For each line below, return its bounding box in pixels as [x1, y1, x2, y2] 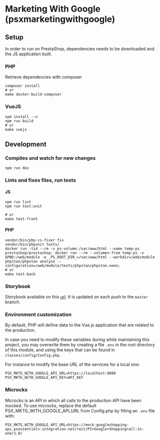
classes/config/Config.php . [5, 352, 61, 358]
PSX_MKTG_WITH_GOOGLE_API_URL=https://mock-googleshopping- [5, 422, 129, 427]
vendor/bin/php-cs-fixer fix [5, 238, 64, 243]
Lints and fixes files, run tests [5, 177, 76, 184]
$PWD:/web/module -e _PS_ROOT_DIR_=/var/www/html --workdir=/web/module [5, 255, 155, 260]
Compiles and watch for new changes [5, 154, 96, 161]
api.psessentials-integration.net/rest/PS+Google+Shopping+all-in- [5, 426, 144, 431]
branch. [5, 299, 21, 305]
